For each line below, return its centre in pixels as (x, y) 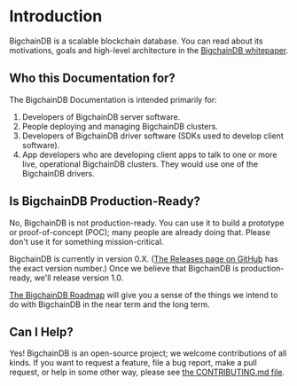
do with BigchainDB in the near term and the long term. (109, 304)
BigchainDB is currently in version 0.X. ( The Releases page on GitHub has (144, 258)
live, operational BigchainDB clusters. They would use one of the (140, 164)
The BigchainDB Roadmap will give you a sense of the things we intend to (144, 295)
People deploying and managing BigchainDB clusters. (120, 126)
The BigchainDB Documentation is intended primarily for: (113, 99)
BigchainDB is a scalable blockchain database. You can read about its (136, 41)
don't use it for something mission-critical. (86, 241)
